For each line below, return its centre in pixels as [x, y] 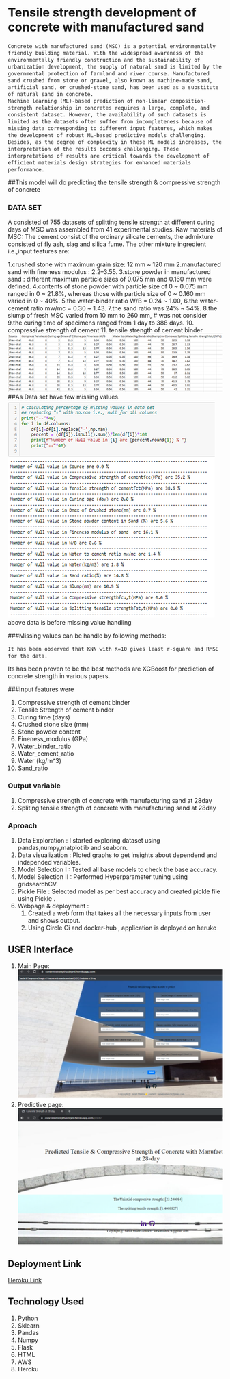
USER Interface [41, 949]
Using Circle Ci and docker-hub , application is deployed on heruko [122, 928]
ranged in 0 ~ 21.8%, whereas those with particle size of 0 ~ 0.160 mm [107, 294]
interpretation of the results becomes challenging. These [94, 149]
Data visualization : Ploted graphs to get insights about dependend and [117, 855]
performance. [26, 169]
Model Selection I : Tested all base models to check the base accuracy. [117, 870]
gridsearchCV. [38, 884]
